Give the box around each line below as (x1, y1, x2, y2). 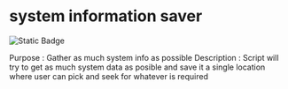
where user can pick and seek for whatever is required (9, 70, 209, 81)
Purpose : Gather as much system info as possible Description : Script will (9, 52, 279, 63)
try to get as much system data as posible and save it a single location (9, 62, 266, 72)
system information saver (9, 6, 203, 26)
